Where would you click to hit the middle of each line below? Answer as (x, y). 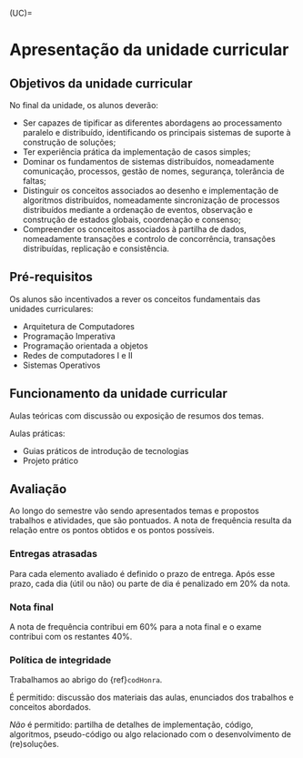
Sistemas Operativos (61, 365)
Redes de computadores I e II (78, 355)
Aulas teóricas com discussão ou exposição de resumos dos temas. (136, 415)
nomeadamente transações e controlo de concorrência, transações (149, 239)
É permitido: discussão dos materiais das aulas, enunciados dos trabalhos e (151, 697)
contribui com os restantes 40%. (71, 637)
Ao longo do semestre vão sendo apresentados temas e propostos (134, 511)
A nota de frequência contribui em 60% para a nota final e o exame (136, 627)
